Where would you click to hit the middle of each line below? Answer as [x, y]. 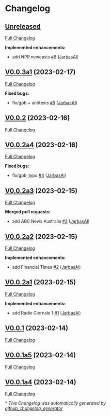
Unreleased [23, 26]
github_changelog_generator [34, 408]
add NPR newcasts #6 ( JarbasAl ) [45, 57]
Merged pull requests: [28, 212]
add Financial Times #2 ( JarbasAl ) [46, 267]
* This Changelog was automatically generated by [55, 403]
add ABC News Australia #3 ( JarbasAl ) [51, 221]
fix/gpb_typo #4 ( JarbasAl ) [39, 175]
